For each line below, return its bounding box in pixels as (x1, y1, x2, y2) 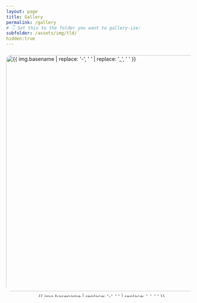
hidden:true (6, 36, 35, 42)
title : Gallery (6, 14, 43, 20)
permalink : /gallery (6, 19, 57, 25)
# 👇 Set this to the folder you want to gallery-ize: (6, 25, 141, 31)
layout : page (6, 8, 38, 15)
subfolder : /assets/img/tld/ (6, 30, 77, 36)
